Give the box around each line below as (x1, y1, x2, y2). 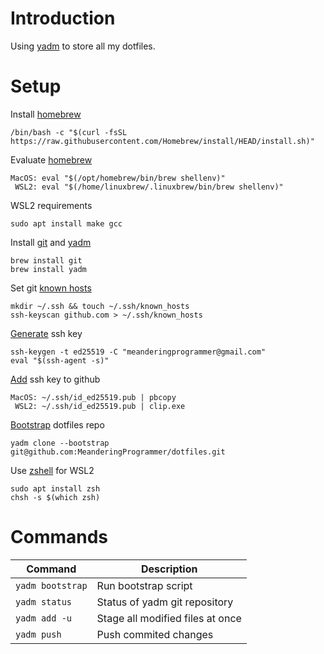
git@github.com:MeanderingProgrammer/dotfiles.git (10, 447, 226, 457)
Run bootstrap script (96, 578, 193, 592)
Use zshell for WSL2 (10, 464, 95, 476)
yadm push (15, 628, 62, 640)
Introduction (10, 7, 116, 30)
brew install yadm (10, 264, 87, 274)
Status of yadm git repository (96, 595, 234, 609)
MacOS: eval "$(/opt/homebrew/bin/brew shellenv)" (10, 173, 226, 183)
